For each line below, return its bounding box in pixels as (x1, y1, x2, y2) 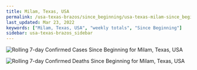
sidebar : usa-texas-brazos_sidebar (6, 30, 93, 36)
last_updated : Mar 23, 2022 (6, 19, 75, 25)
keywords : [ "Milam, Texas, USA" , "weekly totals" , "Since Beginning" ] (6, 24, 182, 31)
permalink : (6, 14, 33, 20)
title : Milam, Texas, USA (6, 8, 69, 15)
